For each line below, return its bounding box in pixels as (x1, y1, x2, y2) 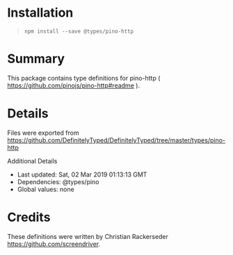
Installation (7, 5, 74, 21)
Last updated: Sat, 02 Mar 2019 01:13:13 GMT (17, 170, 147, 179)
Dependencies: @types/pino (17, 177, 99, 186)
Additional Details (7, 156, 58, 165)
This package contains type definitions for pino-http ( (7, 74, 161, 82)
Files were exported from (7, 129, 79, 137)
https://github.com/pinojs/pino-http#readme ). (7, 81, 140, 90)
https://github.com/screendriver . (7, 240, 101, 248)
